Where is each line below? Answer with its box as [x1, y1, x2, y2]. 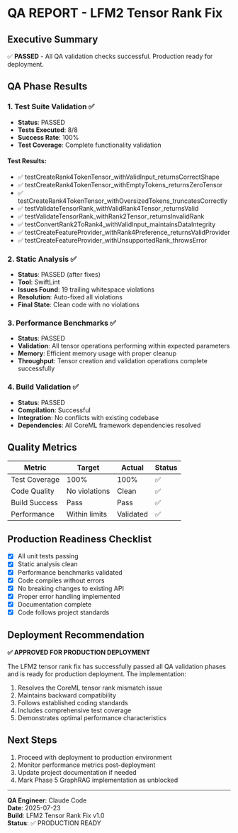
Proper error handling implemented [17, 592, 120, 600]
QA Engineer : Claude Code [7, 796, 87, 805]
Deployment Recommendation [7, 629, 145, 641]
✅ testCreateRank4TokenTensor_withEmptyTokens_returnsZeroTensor [17, 180, 223, 189]
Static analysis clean [17, 560, 78, 568]
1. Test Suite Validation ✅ [7, 101, 95, 111]
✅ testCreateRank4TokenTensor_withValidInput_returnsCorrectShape [17, 172, 220, 181]
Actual [121, 463, 144, 473]
